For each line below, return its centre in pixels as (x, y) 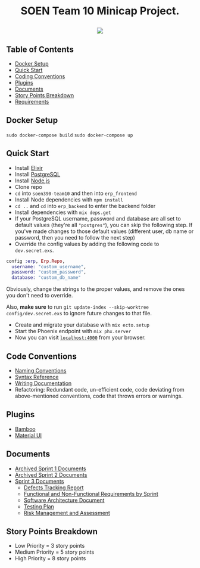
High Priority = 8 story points (50, 558)
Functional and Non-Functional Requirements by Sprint (91, 493)
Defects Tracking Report (54, 488)
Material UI (28, 435)
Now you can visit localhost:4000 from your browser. (80, 337)
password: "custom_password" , (49, 272)
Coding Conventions (40, 76)
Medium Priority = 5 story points (54, 552)
